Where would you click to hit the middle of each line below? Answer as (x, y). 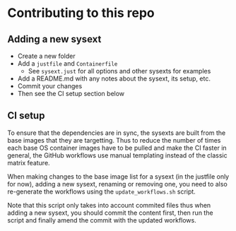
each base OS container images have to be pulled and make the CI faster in (117, 148)
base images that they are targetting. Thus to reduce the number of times (114, 140)
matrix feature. (29, 162)
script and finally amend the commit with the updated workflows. (102, 220)
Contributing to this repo (81, 13)
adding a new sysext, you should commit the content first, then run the (110, 213)
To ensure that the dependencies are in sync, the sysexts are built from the (117, 133)
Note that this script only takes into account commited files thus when (109, 205)
